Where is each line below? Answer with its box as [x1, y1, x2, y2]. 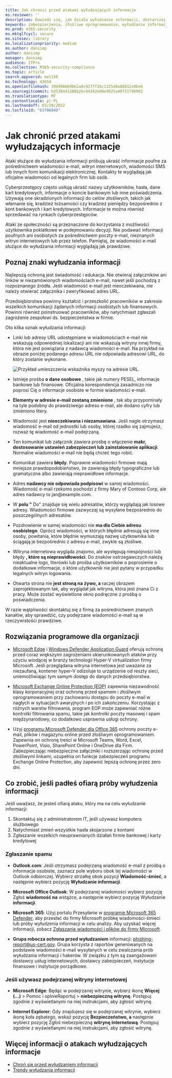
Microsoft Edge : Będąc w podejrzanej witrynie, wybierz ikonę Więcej [12, 987, 160, 994]
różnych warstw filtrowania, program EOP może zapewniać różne [12, 705, 151, 711]
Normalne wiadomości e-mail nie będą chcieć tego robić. [12, 449, 134, 456]
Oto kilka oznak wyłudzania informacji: [5, 324, 87, 330]
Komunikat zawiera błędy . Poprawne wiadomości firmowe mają [12, 459, 147, 465]
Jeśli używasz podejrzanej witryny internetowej [5, 976, 127, 983]
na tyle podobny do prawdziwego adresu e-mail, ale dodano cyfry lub [12, 402, 160, 408]
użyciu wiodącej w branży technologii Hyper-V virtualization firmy [12, 657, 152, 663]
